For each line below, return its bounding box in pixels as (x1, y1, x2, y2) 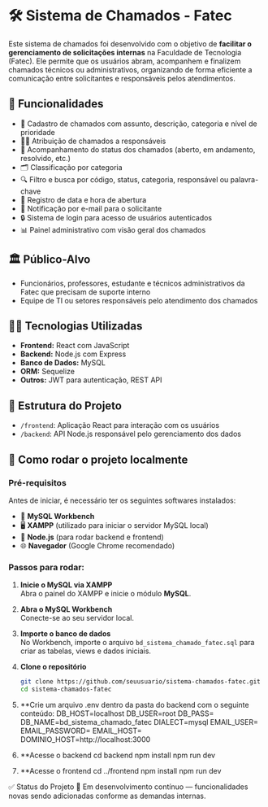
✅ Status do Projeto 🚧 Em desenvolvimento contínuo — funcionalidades (8, 782, 249, 792)
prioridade (19, 127, 55, 137)
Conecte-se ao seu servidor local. (19, 613, 135, 623)
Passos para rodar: (8, 561, 85, 573)
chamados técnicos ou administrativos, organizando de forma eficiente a (8, 64, 253, 74)
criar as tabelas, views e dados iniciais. (19, 646, 152, 656)
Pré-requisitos (8, 477, 67, 488)
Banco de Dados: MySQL (19, 358, 106, 368)
